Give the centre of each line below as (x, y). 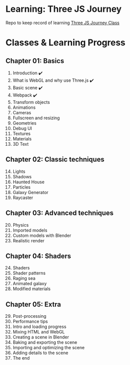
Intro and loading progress (39, 327)
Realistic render (28, 240)
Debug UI (22, 128)
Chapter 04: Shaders (38, 256)
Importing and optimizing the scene (49, 348)
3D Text (21, 144)
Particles (22, 187)
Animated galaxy (30, 284)
